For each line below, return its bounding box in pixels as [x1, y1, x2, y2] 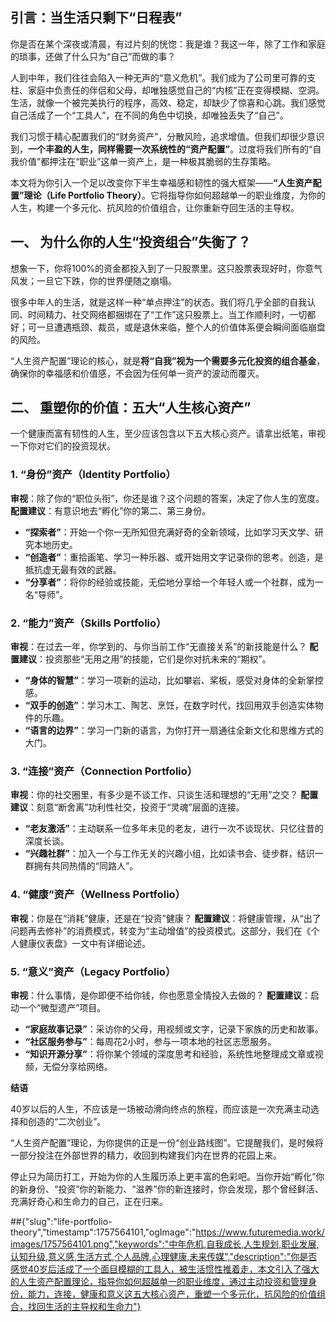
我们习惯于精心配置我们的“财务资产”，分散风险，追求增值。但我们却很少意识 [10, 130, 325, 142]
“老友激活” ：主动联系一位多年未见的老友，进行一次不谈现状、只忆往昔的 [24, 823, 324, 835]
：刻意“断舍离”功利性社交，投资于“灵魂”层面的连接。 [28, 801, 245, 813]
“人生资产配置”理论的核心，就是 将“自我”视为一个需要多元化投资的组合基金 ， [10, 354, 326, 367]
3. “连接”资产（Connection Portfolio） [10, 764, 198, 778]
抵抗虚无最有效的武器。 [24, 563, 122, 575]
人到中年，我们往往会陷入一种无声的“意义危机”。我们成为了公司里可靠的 [10, 71, 308, 83]
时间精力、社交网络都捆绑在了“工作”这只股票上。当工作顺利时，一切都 [27, 308, 317, 320]
